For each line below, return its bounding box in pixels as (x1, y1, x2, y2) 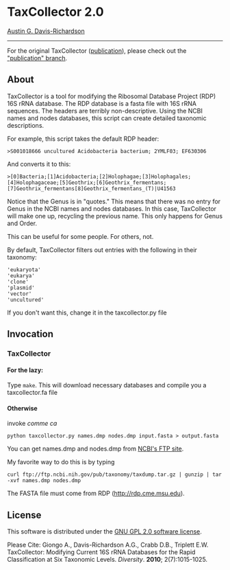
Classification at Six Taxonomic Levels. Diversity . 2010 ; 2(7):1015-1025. (7, 556, 207, 564)
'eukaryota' (7, 266, 41, 273)
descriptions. (7, 121, 44, 129)
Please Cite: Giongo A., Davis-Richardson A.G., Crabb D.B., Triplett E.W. (7, 540, 209, 549)
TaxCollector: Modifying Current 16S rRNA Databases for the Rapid (7, 548, 196, 556)
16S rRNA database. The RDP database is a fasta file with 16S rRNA (7, 99, 197, 107)
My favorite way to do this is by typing (7, 458, 115, 466)
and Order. (7, 219, 38, 227)
